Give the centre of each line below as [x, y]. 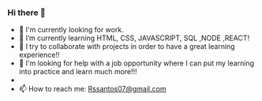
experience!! [39, 55]
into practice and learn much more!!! [78, 72]
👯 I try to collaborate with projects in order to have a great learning [127, 47]
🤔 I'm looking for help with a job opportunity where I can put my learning [136, 63]
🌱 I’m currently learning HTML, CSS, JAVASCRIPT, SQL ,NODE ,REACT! [134, 38]
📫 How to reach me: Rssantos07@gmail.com [92, 89]
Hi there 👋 [27, 13]
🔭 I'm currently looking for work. [71, 30]
